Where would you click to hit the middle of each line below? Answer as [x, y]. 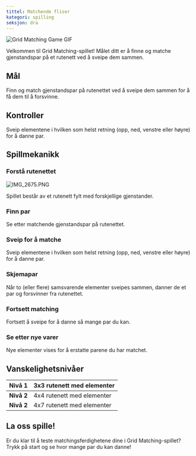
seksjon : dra [22, 23]
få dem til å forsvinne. [33, 97]
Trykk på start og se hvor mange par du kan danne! [69, 446]
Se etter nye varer [32, 337]
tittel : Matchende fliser [38, 12]
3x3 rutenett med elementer [74, 385]
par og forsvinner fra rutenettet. [45, 293]
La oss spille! [31, 426]
